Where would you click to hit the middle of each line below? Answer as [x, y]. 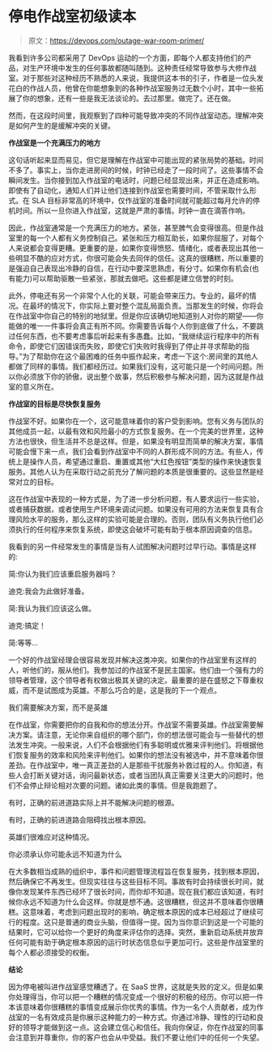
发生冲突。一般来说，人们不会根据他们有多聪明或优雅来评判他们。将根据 [136, 745]
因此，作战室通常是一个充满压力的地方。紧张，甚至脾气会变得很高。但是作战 [136, 227]
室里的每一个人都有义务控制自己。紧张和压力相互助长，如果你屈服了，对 [129, 238]
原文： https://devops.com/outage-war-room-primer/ [116, 40]
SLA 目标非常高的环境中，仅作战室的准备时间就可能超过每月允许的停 [146, 200]
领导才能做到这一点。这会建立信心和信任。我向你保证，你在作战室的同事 [143, 1027]
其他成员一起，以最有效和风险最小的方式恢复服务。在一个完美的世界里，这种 [136, 431]
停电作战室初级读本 [72, 17]
